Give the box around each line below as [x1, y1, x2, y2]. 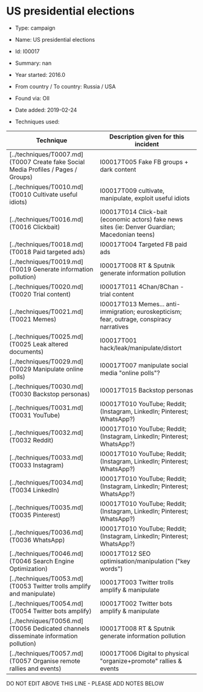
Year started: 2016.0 [14, 71, 65, 78]
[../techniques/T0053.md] [9, 574, 83, 583]
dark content [100, 165, 137, 174]
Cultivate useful [33, 190, 77, 198]
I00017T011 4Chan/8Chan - [100, 282, 184, 291]
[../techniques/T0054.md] [9, 599, 83, 607]
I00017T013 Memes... [100, 299, 165, 308]
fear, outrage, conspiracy [100, 315, 172, 323]
